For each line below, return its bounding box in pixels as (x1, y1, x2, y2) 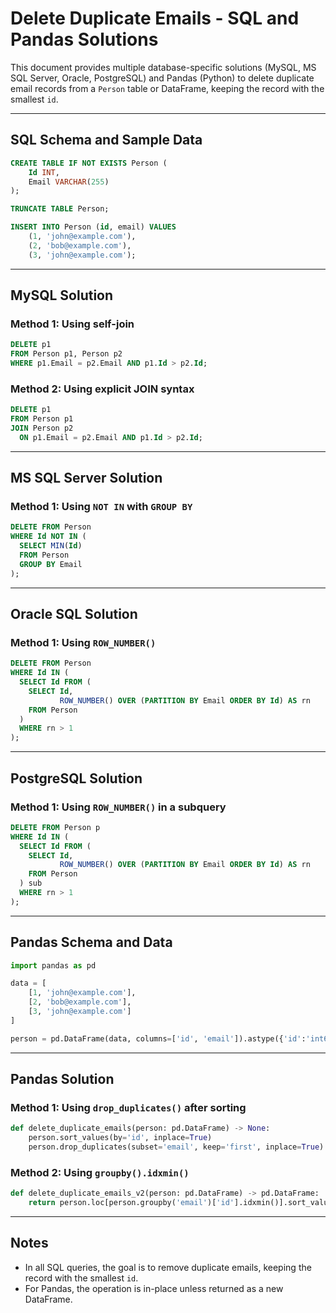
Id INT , (28, 167, 60, 177)
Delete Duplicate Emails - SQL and (10, 7, 300, 30)
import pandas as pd (10, 960, 97, 971)
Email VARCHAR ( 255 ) (28, 177, 110, 187)
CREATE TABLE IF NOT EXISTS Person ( (10, 158, 168, 168)
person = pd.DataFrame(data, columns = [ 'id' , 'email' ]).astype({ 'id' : (10, 1033, 307, 1044)
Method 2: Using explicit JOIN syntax (10, 382, 195, 396)
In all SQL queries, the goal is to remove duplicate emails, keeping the (24, 1261, 312, 1273)
